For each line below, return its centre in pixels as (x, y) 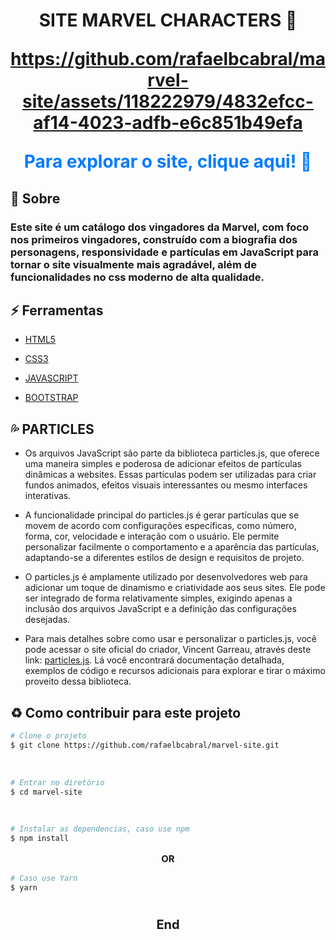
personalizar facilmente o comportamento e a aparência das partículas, (172, 547)
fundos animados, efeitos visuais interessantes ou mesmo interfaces (166, 485)
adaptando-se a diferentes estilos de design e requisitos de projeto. (164, 558)
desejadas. (47, 620)
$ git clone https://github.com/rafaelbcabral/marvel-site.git (145, 745)
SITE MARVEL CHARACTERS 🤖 (168, 20)
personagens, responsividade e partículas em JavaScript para (164, 252)
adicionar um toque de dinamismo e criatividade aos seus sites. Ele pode (175, 588)
